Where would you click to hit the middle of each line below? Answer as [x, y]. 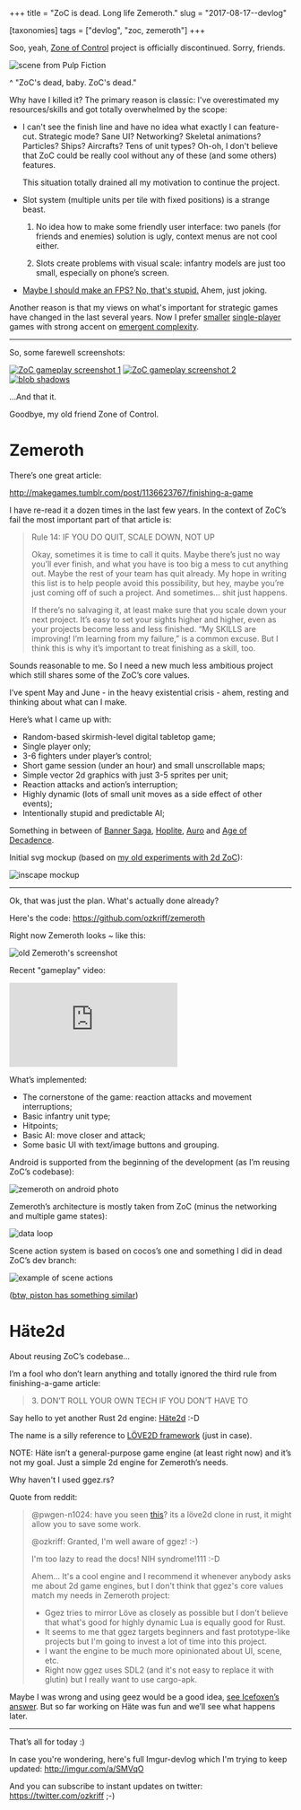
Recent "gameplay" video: [57, 970]
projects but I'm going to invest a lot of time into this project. [155, 1641]
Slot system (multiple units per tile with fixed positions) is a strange [146, 200]
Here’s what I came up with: [60, 719]
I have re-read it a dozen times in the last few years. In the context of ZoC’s [148, 510]
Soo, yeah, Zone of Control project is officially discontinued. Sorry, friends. [147, 48]
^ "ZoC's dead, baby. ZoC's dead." [73, 83]
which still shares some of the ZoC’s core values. [99, 675]
